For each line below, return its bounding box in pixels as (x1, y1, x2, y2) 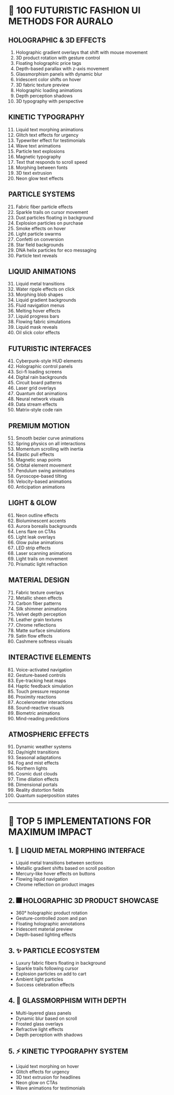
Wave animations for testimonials (15, 1085, 85, 1091)
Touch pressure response (15, 688, 70, 694)
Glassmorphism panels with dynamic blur (15, 71, 103, 77)
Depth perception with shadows (15, 1031, 83, 1038)
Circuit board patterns (15, 380, 63, 386)
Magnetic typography (15, 153, 62, 160)
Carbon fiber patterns (15, 600, 62, 606)
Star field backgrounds (15, 241, 64, 248)
